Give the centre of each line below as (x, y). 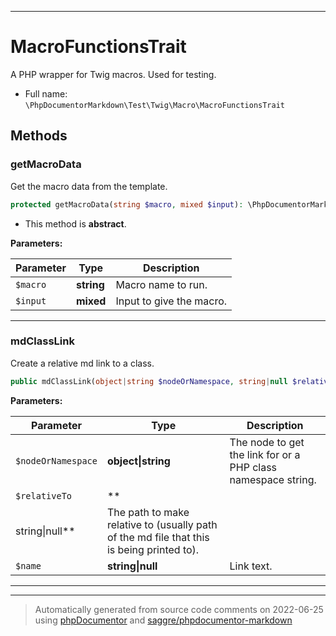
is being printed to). (153, 549)
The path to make (148, 512)
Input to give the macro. (171, 301)
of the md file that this (158, 537)
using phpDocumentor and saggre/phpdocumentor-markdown (163, 620)
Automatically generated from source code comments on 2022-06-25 (179, 609)
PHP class (253, 467)
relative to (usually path (162, 524)
